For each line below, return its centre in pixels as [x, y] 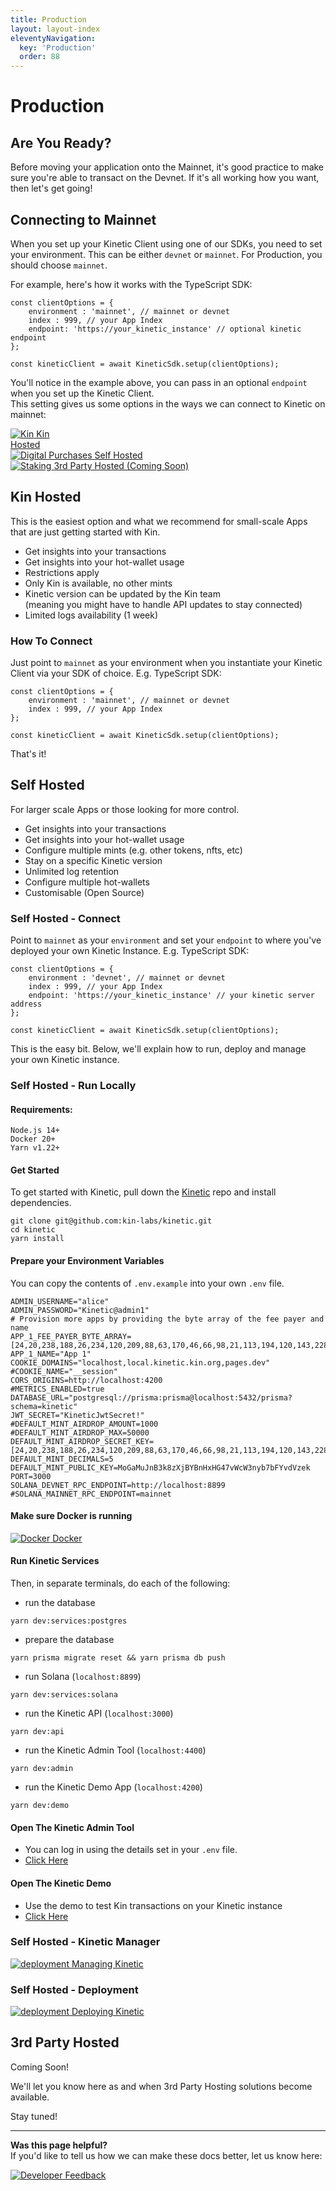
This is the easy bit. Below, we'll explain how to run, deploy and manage [158, 1049]
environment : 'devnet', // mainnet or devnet [127, 978]
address [26, 1004]
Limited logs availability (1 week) [91, 615]
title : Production [48, 19]
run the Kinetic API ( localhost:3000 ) [99, 1713]
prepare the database [69, 1640]
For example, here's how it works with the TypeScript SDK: [131, 284]
